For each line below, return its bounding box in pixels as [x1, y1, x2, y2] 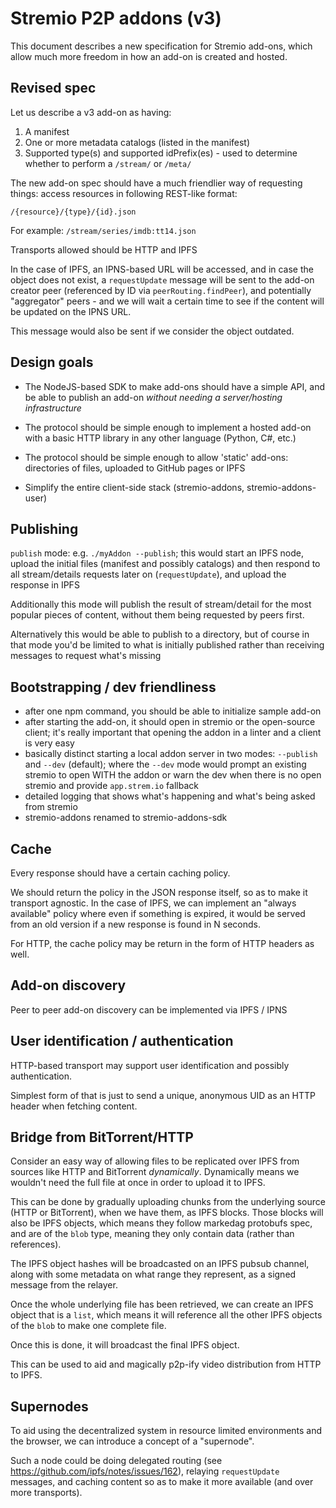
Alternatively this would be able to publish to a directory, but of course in [10, 628, 310, 641]
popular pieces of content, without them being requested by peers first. [10, 609, 305, 621]
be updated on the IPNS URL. [10, 305, 132, 317]
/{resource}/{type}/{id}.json [10, 207, 137, 217]
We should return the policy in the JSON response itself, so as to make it [10, 887, 308, 898]
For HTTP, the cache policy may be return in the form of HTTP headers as [10, 938, 315, 949]
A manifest [24, 125, 70, 137]
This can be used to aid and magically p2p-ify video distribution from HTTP [10, 1358, 322, 1371]
